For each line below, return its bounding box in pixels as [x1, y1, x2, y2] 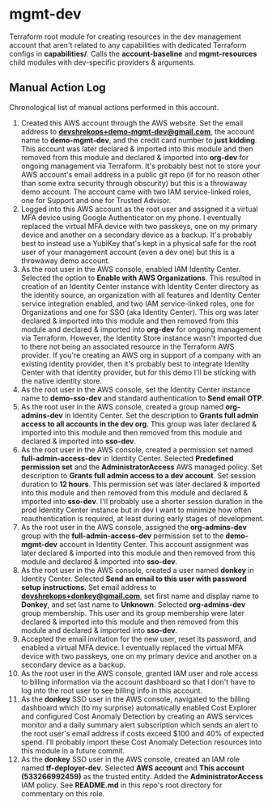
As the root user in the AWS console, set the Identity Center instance [20, 384, 251, 394]
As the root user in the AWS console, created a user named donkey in [20, 565, 254, 575]
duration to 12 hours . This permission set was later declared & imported [20, 479, 261, 489]
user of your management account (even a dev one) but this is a [20, 247, 236, 257]
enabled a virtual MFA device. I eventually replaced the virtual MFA [20, 643, 244, 652]
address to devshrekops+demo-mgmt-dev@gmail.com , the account [20, 126, 254, 136]
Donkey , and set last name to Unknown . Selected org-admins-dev [20, 600, 246, 609]
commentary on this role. [20, 788, 105, 798]
